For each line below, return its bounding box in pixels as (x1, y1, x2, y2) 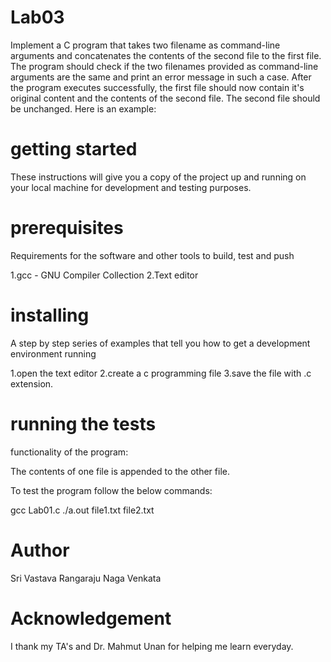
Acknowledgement (10, 607, 172, 630)
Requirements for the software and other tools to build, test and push (10, 249, 295, 261)
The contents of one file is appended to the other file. (10, 465, 230, 477)
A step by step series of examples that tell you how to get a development (10, 337, 311, 349)
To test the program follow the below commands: (10, 484, 213, 496)
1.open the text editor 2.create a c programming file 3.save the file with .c (10, 367, 312, 379)
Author (10, 539, 70, 561)
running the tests (10, 412, 157, 435)
